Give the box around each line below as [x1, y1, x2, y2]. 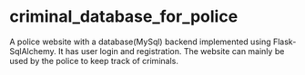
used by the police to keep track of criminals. [9, 55, 179, 66]
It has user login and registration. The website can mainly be [57, 45, 285, 56]
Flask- [272, 36, 297, 47]
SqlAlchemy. [9, 45, 56, 56]
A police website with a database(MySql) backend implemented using [9, 36, 271, 47]
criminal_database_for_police [9, 6, 239, 27]
